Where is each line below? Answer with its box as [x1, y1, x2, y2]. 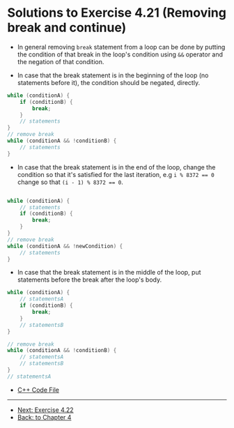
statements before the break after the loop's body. [17, 275, 162, 284]
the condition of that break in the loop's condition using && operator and [17, 50, 224, 59]
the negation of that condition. [17, 57, 104, 66]
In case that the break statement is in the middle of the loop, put [17, 268, 201, 277]
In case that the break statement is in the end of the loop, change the [17, 162, 216, 171]
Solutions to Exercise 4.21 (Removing [7, 5, 226, 21]
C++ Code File [17, 385, 59, 394]
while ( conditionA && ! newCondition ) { [7, 243, 123, 250]
